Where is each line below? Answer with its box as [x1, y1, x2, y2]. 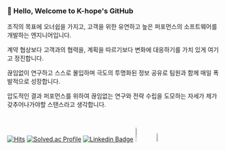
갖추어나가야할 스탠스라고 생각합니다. [7, 101, 106, 109]
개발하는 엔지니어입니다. [7, 31, 72, 40]
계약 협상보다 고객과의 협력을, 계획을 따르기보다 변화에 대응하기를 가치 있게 [7, 46, 207, 54]
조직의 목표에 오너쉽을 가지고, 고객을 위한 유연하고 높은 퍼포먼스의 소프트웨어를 [7, 23, 218, 31]
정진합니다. [14, 54, 45, 62]
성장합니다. [30, 77, 60, 86]
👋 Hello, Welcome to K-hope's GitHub [7, 6, 134, 16]
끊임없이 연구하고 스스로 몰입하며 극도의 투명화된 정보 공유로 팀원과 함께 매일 [7, 68, 212, 77]
